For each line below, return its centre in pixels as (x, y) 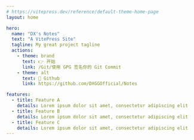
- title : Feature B (36, 111)
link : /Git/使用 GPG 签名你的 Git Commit (71, 67)
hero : (13, 28)
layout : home (22, 17)
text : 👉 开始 (39, 61)
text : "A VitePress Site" (44, 39)
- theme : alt (33, 72)
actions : (22, 51)
